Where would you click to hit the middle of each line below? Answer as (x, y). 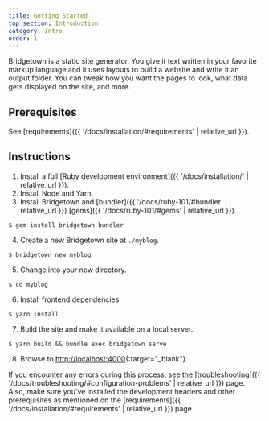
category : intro (35, 31)
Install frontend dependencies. (71, 299)
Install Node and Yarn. (57, 193)
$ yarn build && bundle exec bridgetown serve (88, 344)
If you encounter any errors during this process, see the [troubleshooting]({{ (134, 374)
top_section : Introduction (53, 23)
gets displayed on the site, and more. (69, 87)
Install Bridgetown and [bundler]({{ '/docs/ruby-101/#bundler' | (124, 201)
